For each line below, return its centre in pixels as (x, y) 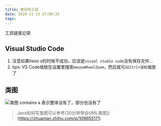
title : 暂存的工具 (22, 9)
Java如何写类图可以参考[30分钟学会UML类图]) (63, 113)
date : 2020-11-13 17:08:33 (32, 14)
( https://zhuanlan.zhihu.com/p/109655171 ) (59, 118)
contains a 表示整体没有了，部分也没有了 (60, 102)
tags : (10, 18)
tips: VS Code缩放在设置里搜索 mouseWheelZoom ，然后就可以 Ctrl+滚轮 (80, 67)
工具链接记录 (18, 33)
